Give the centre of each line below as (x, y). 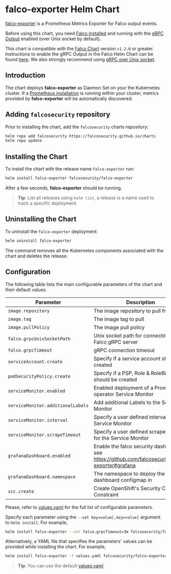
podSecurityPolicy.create (39, 376)
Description (141, 302)
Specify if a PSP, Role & (122, 373)
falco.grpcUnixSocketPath (39, 339)
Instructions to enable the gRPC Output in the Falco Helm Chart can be (79, 54)
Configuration (28, 272)
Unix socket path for (118, 335)
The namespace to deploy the (129, 473)
